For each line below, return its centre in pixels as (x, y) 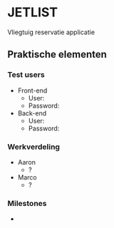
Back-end (32, 113)
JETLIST (33, 12)
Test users (26, 75)
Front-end (32, 90)
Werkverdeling (34, 147)
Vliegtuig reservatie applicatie (51, 32)
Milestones (27, 203)
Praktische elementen (57, 55)
